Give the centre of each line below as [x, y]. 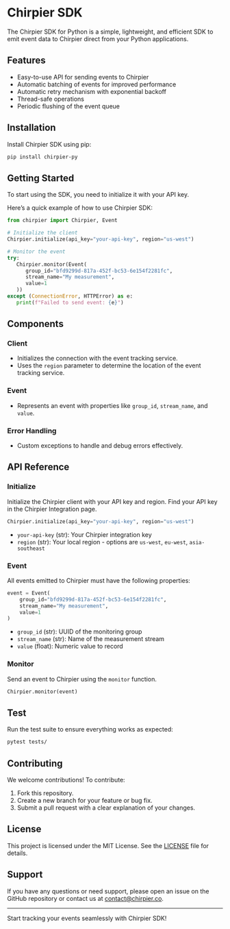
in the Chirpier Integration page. [52, 509]
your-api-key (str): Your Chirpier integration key [84, 534]
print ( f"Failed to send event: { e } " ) [70, 302]
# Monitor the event [37, 252]
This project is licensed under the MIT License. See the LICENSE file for [108, 845]
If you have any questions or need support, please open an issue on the [108, 891]
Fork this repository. [45, 793]
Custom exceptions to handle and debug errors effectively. [100, 446]
